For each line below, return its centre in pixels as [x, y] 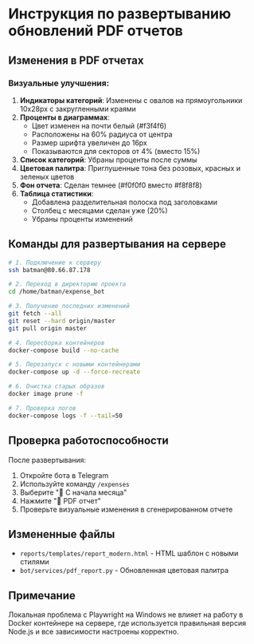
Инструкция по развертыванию [120, 14]
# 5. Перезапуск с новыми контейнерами [74, 365]
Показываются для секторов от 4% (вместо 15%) [116, 151]
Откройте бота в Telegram [64, 475]
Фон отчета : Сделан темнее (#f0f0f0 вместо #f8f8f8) [111, 185]
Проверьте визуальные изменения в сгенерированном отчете [126, 509]
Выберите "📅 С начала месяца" [73, 492]
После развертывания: [47, 460]
